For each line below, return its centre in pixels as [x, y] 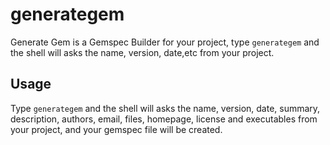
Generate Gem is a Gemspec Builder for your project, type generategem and [165, 42]
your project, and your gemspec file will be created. [116, 129]
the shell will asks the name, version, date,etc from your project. [142, 52]
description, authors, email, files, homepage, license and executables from [164, 119]
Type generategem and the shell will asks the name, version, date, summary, [165, 108]
